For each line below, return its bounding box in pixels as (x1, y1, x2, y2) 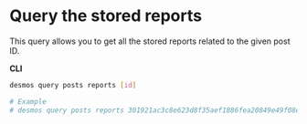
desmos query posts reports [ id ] (9, 80, 137, 89)
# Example (9, 97, 48, 106)
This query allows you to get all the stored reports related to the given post (9, 36, 291, 46)
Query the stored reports (9, 5, 203, 26)
